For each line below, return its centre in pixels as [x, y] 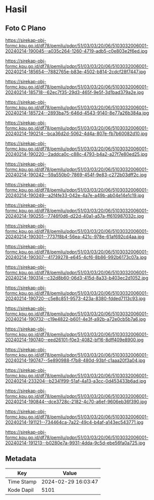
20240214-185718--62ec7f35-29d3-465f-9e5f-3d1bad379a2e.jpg [75, 92]
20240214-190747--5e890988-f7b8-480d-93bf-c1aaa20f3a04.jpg [75, 360]
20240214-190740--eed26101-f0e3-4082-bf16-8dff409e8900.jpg [74, 340]
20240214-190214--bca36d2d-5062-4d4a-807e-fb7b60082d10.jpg [76, 134]
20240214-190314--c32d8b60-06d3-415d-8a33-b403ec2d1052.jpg [77, 278]
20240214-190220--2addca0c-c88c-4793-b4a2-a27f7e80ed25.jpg [76, 154]
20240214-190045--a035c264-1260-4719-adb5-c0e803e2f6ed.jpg [76, 51]
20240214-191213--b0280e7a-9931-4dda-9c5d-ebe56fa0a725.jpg [75, 443]
